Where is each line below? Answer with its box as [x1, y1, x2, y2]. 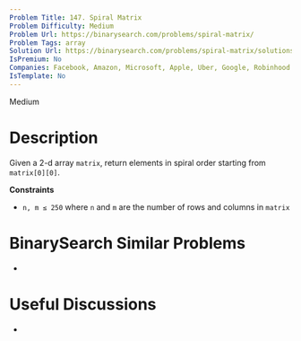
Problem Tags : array [9, 38, 87, 48]
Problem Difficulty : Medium [9, 22, 115, 31]
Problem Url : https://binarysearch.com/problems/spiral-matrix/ [9, 30, 254, 39]
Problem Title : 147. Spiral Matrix [9, 13, 142, 22]
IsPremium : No [9, 55, 63, 64]
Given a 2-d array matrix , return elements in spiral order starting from [9, 157, 266, 168]
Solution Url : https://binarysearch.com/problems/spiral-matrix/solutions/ [9, 47, 298, 56]
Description [9, 127, 99, 148]
